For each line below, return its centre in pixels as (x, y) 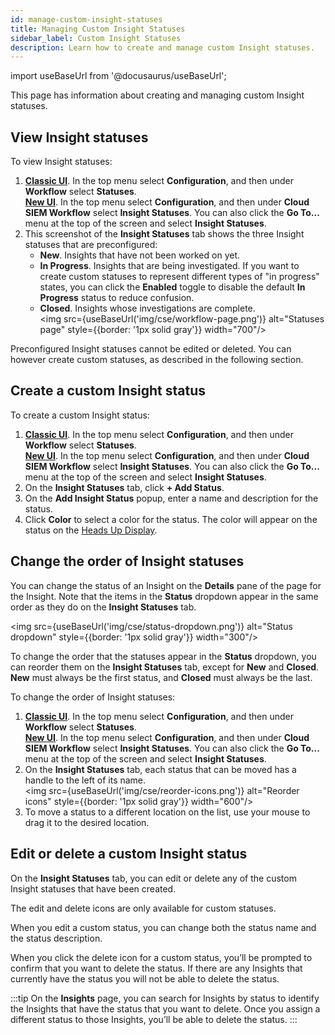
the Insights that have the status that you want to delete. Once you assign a (165, 1008)
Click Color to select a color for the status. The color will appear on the (171, 519)
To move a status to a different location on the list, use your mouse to (167, 812)
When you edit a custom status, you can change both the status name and (163, 927)
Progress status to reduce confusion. (117, 298)
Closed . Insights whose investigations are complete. (147, 308)
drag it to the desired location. (87, 822)
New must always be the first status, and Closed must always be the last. (161, 677)
